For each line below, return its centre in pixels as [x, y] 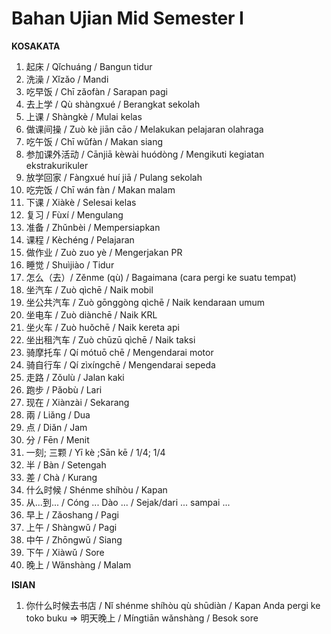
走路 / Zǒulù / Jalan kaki [75, 377]
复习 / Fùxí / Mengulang [74, 214]
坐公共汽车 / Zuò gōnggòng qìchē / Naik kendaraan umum [145, 302]
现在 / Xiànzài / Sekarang [77, 402]
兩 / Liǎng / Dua [58, 414]
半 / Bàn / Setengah [66, 464]
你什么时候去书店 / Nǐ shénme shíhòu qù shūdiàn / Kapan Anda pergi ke [173, 605]
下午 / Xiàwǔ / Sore [65, 552]
